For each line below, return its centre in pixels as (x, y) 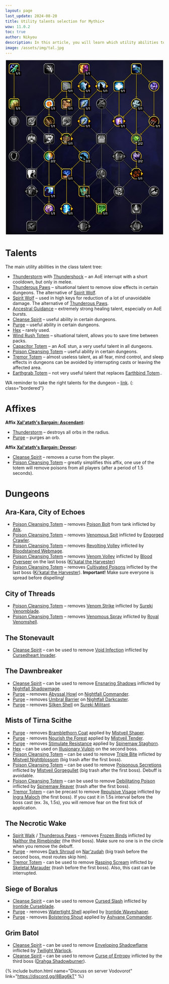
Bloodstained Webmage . (38, 551)
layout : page (19, 11)
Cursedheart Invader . (34, 655)
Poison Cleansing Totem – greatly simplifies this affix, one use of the (83, 463)
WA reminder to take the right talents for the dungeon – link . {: (69, 383)
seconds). (23, 473)
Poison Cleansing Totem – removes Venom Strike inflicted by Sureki (83, 606)
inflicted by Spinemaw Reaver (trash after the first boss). (71, 786)
